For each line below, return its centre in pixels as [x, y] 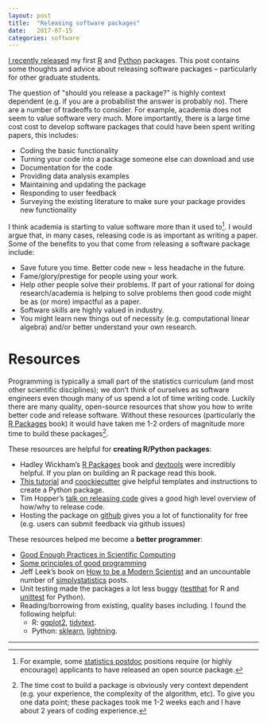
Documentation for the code [66, 167]
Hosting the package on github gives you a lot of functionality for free [134, 515]
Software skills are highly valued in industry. [92, 310]
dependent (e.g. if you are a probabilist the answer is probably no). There [128, 101]
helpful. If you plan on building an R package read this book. [118, 473]
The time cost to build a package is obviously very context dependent [134, 685]
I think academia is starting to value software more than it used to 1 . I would [130, 226]
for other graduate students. [54, 77]
